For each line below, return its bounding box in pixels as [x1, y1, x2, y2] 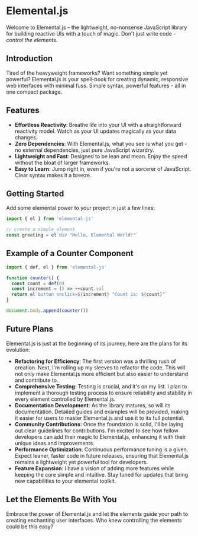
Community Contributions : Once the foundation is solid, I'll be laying [14, 420, 184, 427]
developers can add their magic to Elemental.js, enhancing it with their [14, 433, 186, 440]
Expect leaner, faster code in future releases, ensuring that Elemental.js [14, 452, 189, 459]
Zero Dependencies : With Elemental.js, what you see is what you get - [14, 140, 187, 147]
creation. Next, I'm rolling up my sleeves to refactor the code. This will [14, 363, 186, 371]
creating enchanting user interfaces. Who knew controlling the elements [6, 516, 182, 524]
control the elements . [6, 36, 58, 43]
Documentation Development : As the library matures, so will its [14, 401, 171, 409]
